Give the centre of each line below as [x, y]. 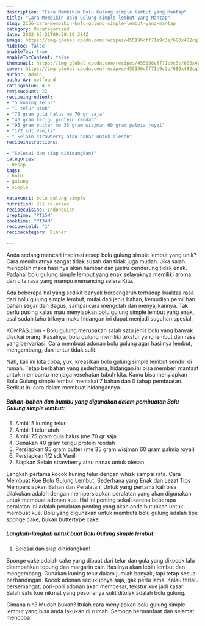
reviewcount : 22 [27, 91]
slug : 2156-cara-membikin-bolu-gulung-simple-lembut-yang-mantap [91, 23]
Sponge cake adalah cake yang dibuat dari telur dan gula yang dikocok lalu [101, 560]
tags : [13, 170]
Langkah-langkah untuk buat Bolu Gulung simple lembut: [81, 533]
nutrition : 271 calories [38, 204]
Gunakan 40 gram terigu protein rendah [65, 443]
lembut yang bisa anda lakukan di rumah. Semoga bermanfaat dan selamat [100, 611]
